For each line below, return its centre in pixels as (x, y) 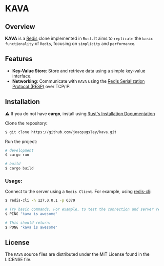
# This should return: (28, 223)
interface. (22, 76)
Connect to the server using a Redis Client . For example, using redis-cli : (78, 192)
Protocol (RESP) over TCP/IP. (41, 86)
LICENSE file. (18, 260)
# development (20, 150)
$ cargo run (17, 155)
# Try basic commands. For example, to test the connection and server (79, 209)
